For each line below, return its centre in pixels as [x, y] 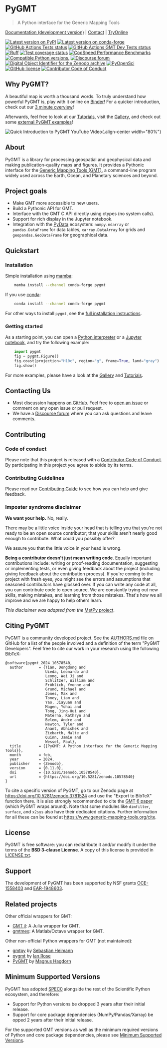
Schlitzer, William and [70, 680]
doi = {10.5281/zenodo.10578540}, [55, 772]
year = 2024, [32, 759]
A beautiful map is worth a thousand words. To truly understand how [76, 96]
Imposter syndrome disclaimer [43, 507]
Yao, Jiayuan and [63, 702]
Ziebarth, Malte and [67, 733]
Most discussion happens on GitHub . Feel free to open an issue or [80, 403]
